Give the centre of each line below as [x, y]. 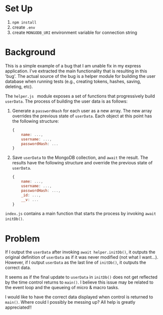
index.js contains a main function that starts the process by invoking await [81, 214]
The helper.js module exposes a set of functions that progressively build [80, 96]
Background [30, 52]
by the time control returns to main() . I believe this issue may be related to [79, 282]
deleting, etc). [19, 87]
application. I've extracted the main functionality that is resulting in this [76, 71]
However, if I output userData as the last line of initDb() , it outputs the [76, 263]
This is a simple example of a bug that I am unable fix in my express [73, 66]
